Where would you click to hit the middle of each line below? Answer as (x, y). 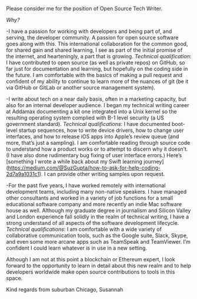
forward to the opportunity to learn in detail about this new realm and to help (98, 265)
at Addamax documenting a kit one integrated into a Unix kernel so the (92, 112)
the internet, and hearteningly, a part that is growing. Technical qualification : (99, 56)
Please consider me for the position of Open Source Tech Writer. (84, 9)
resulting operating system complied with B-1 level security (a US (85, 118)
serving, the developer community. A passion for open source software (92, 37)
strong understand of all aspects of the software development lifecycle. (93, 223)
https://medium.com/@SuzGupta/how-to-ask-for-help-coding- (84, 168)
